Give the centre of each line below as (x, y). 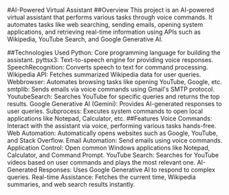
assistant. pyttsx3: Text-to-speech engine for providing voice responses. (110, 60)
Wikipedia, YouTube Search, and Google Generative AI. (85, 39)
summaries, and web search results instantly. (71, 184)
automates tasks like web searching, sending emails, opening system (105, 24)
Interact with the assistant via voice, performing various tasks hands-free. (112, 126)
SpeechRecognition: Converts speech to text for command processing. (108, 67)
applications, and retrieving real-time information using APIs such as (104, 32)
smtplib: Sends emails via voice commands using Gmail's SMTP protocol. (111, 89)
